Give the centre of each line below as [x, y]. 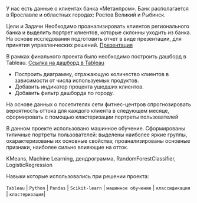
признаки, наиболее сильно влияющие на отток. [67, 147]
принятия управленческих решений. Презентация [69, 45]
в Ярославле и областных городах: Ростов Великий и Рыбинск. [86, 15]
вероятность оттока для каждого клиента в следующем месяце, [88, 111]
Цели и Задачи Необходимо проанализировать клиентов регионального [98, 26]
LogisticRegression [29, 165]
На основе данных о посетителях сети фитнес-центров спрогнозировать [99, 104]
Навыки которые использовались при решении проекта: [78, 176]
